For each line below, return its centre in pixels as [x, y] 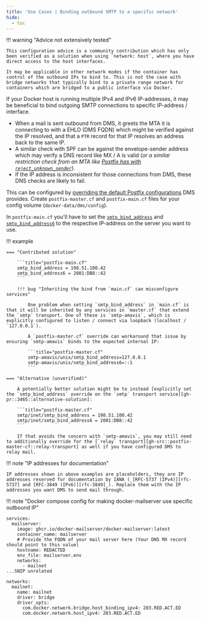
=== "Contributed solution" [41, 252]
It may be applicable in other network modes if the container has [92, 72]
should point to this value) [43, 545]
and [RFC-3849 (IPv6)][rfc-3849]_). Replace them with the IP [101, 485]
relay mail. [21, 452]
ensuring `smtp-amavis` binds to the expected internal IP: [83, 342]
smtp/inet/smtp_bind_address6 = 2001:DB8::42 [75, 421]
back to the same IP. [40, 142]
